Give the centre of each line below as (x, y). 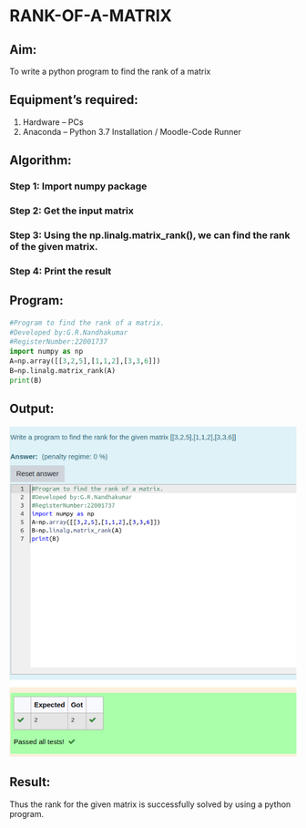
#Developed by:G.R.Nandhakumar (69, 332)
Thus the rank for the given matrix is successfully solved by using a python (150, 804)
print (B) (26, 380)
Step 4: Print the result (61, 271)
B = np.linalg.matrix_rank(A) (63, 371)
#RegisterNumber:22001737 (58, 342)
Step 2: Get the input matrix (71, 211)
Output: (32, 409)
